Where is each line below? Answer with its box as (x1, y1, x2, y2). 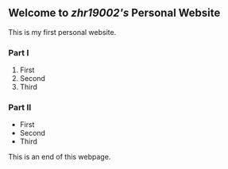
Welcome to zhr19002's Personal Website (8, 6, 221, 20)
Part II (8, 102, 32, 113)
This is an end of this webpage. (8, 152, 111, 162)
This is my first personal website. (8, 27, 117, 36)
